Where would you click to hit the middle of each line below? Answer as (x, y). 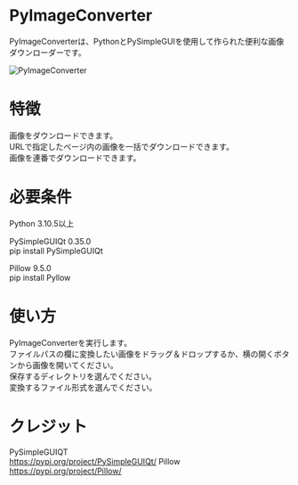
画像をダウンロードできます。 (64, 136)
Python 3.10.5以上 (41, 223)
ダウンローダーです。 (48, 52)
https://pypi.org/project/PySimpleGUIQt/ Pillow (95, 461)
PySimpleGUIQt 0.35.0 (50, 241)
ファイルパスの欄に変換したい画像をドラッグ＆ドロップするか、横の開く (141, 354)
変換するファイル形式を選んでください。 (83, 387)
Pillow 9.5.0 (30, 267)
